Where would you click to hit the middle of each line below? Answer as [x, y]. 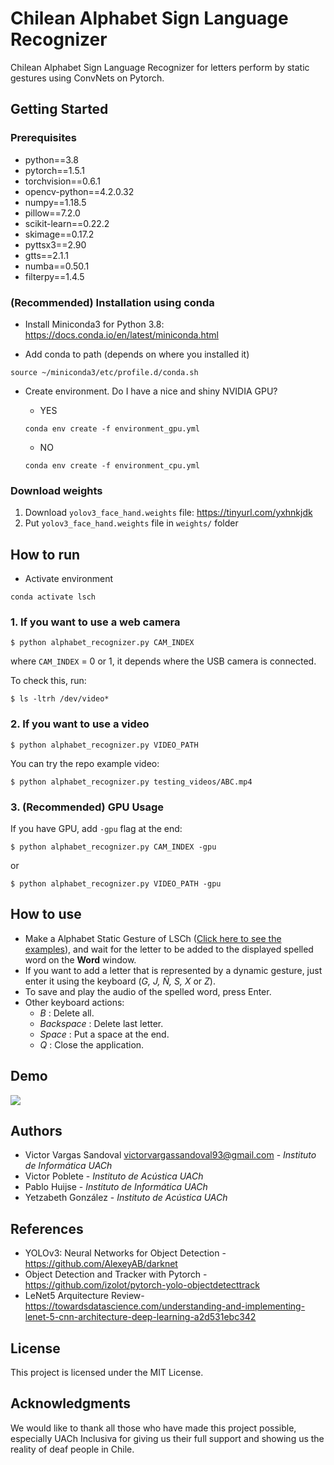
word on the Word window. [80, 959]
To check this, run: [48, 681]
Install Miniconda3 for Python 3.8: [94, 324]
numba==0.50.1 [57, 266]
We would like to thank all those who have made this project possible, [153, 1428]
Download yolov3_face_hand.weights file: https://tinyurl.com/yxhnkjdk [168, 513]
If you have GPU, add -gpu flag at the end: [96, 828]
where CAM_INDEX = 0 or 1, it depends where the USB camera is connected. [163, 661]
